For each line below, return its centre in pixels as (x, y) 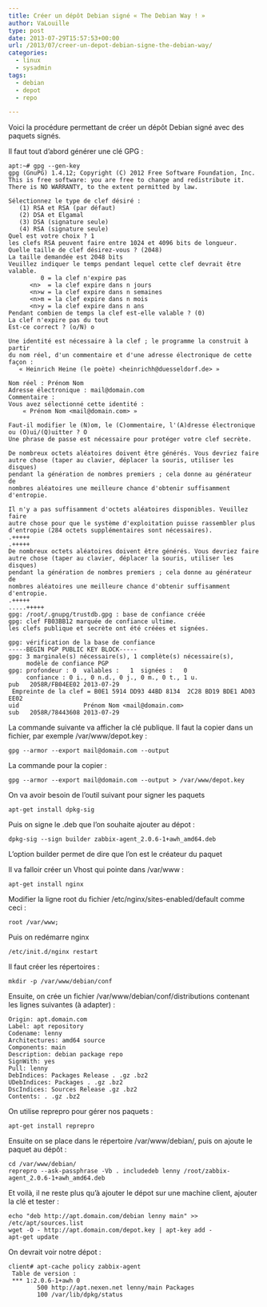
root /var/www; (34, 923)
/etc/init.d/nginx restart (53, 952)
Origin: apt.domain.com (48, 1019)
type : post (26, 30)
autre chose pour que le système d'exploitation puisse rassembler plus (132, 524)
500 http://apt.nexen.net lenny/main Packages (116, 1288)
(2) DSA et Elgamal (51, 215)
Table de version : (44, 1274)
